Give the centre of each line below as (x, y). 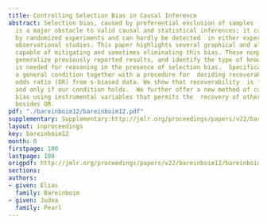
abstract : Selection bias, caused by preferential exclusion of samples (131, 23)
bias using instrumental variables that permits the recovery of (128, 97)
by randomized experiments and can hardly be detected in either (128, 38)
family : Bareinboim (48, 193)
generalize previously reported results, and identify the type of (130, 60)
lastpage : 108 (32, 156)
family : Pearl (39, 207)
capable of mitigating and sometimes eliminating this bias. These (130, 52)
